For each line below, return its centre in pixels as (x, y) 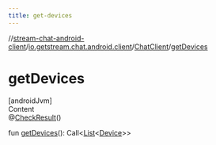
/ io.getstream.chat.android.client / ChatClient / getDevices (117, 46)
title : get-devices (40, 15)
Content (21, 109)
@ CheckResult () (35, 117)
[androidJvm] (30, 101)
